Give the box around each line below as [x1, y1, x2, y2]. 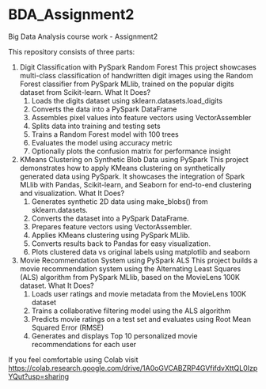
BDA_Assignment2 [8, 6, 135, 24]
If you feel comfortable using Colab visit [8, 354, 139, 364]
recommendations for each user [31, 339, 137, 349]
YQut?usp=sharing [8, 372, 70, 381]
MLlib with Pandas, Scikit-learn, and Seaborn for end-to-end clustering [19, 179, 252, 189]
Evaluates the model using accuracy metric [31, 138, 173, 147]
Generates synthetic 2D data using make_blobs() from [31, 196, 208, 206]
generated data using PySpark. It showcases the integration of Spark [19, 172, 245, 181]
